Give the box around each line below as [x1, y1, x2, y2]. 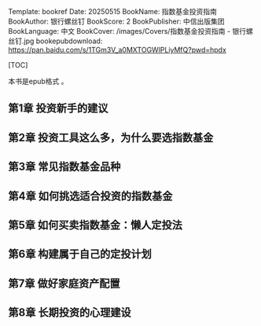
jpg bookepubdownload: [24, 36, 103, 46]
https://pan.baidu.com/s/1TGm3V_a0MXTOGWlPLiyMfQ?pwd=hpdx [8, 46, 226, 54]
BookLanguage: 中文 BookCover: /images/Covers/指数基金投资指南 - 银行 [8, 27, 246, 35]
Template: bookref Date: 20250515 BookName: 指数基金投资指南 [8, 7, 218, 16]
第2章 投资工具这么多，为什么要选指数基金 [8, 130, 214, 144]
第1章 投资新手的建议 [8, 101, 108, 115]
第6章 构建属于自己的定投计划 [8, 247, 152, 261]
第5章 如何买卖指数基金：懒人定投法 [8, 218, 183, 232]
